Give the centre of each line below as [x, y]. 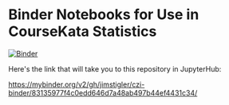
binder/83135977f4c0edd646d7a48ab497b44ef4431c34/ [103, 92]
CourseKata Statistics [83, 31]
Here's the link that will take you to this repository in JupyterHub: [115, 68]
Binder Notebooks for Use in [104, 15]
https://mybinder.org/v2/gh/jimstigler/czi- [77, 84]
